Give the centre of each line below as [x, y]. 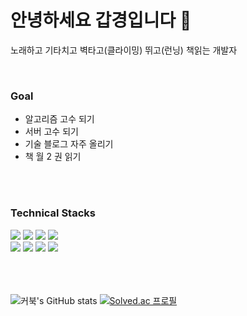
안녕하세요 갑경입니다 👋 [101, 20]
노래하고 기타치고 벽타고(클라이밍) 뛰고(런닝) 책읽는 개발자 [124, 50]
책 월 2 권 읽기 [53, 157]
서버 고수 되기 [51, 132]
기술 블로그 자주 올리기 [69, 144]
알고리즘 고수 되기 [59, 119]
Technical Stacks [53, 213]
